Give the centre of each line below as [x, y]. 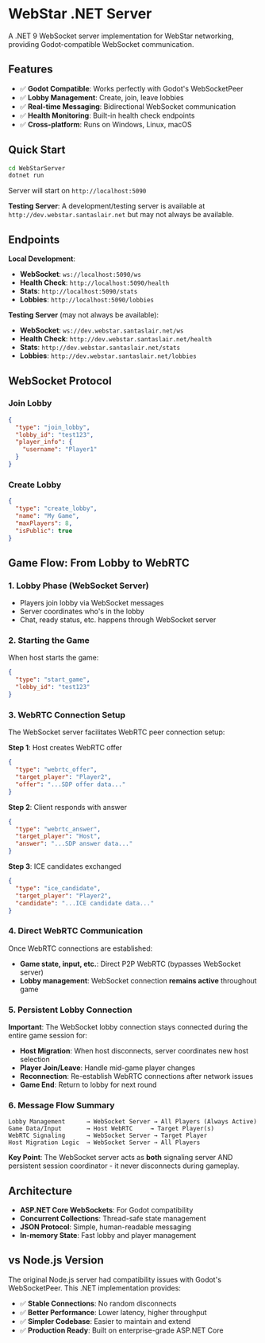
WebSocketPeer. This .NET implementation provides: [94, 1288]
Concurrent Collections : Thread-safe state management [113, 1219]
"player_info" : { [44, 442]
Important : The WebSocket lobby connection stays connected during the [128, 1026]
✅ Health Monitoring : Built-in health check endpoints [107, 115]
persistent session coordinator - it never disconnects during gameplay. [124, 1166]
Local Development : [42, 259]
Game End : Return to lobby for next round [88, 1084]
